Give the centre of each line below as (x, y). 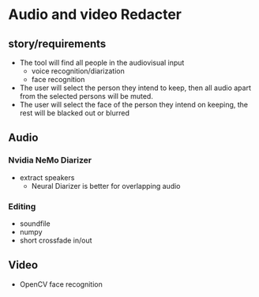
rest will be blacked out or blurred (75, 113)
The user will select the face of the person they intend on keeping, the (134, 105)
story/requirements (57, 44)
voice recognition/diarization (78, 71)
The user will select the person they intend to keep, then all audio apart (135, 88)
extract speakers (47, 177)
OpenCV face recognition (61, 284)
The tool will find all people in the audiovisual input (102, 62)
